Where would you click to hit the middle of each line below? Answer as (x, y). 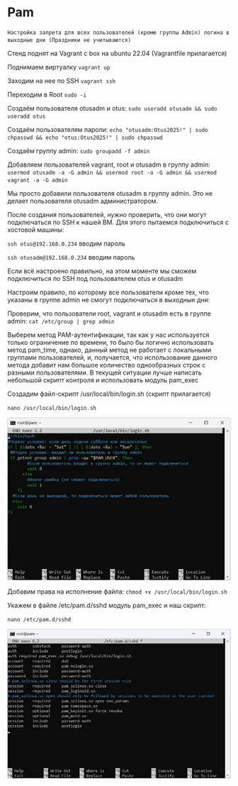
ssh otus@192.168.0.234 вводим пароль (67, 243)
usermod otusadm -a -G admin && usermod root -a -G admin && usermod (112, 172)
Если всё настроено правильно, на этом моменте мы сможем (102, 271)
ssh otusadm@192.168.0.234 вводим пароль (71, 257)
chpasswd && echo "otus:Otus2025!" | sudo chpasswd (85, 138)
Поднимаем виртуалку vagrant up (59, 67)
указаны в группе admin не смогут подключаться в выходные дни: (109, 299)
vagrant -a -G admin (38, 180)
